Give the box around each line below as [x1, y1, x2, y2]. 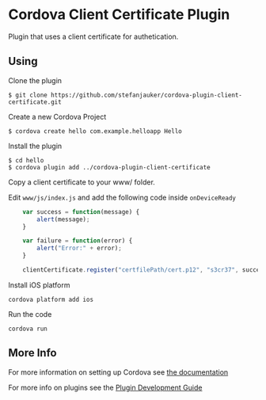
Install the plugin [8, 141, 63, 150]
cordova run [8, 325, 47, 333]
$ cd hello [8, 156, 44, 164]
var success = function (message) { [22, 208, 140, 215]
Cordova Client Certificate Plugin [8, 6, 230, 24]
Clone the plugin [8, 75, 62, 85]
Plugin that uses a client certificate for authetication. [8, 32, 179, 41]
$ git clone [8, 91, 47, 99]
